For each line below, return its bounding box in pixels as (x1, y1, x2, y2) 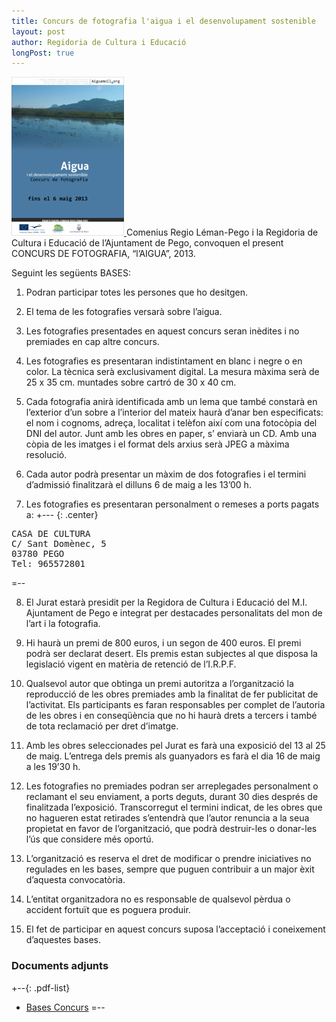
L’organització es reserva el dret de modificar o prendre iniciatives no (25, 853, 312, 865)
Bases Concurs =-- (25, 1001, 106, 1013)
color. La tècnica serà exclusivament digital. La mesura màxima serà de (25, 366, 320, 378)
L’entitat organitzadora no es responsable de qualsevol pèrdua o (25, 893, 291, 905)
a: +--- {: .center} (25, 509, 99, 521)
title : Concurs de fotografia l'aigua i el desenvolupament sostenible (11, 16, 316, 26)
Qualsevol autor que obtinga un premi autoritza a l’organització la (25, 678, 294, 690)
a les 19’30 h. (25, 761, 81, 773)
